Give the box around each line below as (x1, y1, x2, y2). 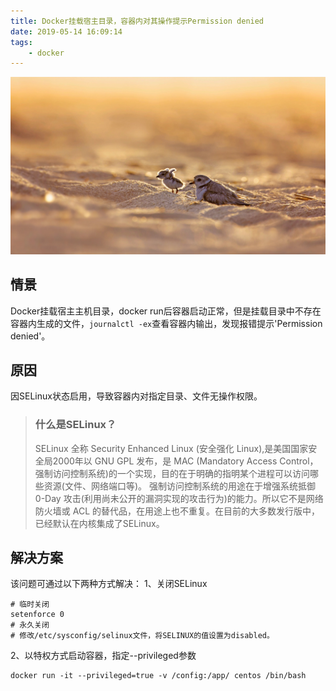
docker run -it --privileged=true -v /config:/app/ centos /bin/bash (10, 671, 307, 681)
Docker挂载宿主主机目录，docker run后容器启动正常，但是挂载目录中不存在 (10, 305, 322, 317)
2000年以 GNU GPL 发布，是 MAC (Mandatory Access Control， (52, 455, 319, 467)
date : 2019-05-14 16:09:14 (10, 26, 123, 37)
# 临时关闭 (10, 600, 50, 610)
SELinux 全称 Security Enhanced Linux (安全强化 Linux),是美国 (34, 442, 292, 454)
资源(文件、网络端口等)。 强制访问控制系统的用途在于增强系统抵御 (43, 480, 316, 492)
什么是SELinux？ (34, 418, 117, 432)
